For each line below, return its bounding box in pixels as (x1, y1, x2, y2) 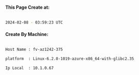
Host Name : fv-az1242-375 (5, 47, 63, 52)
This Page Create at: (5, 4, 50, 10)
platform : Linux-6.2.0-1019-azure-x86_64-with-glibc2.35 (5, 57, 134, 62)
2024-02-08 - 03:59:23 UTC (5, 20, 63, 25)
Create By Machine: (5, 31, 49, 37)
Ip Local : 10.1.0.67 (5, 66, 54, 71)
